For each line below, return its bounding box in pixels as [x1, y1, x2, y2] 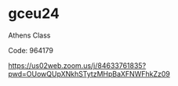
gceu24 [8, 5, 60, 23]
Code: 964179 [8, 45, 53, 55]
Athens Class [8, 30, 51, 40]
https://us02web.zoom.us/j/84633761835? [8, 60, 147, 70]
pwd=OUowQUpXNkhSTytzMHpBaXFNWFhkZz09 [8, 69, 170, 78]
